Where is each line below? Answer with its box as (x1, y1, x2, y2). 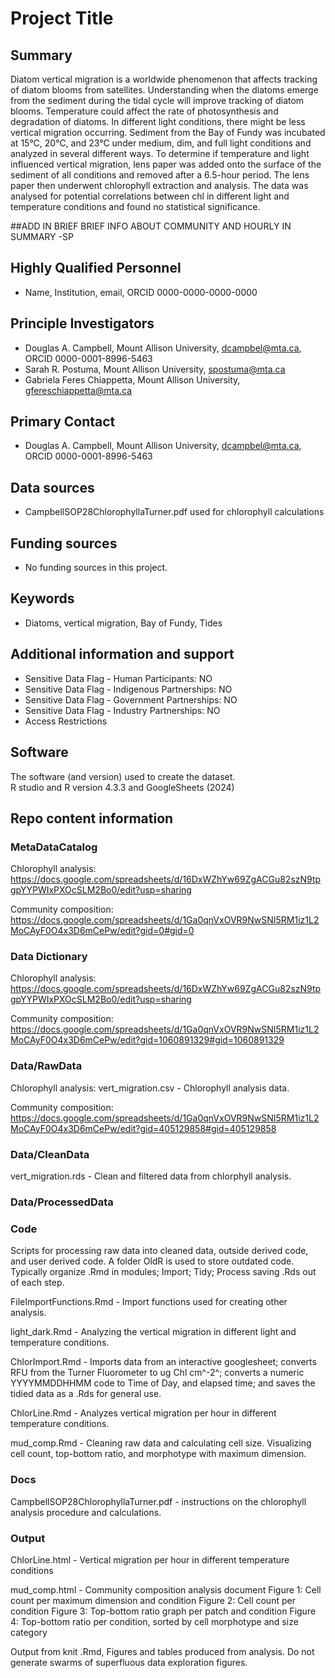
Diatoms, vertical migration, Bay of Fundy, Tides (24, 617, 223, 629)
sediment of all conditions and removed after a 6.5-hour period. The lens (10, 169, 310, 181)
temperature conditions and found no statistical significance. (10, 201, 261, 212)
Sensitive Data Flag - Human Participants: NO (24, 672, 213, 684)
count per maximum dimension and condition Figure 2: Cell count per (10, 1594, 296, 1606)
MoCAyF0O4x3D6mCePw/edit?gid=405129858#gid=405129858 (10, 1122, 277, 1134)
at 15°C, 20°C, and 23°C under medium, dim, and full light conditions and (10, 137, 312, 149)
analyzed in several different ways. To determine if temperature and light (10, 148, 310, 159)
